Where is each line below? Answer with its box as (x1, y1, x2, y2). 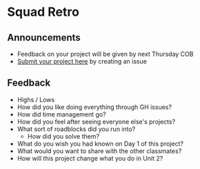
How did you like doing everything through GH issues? (17, 103, 172, 111)
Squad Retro (7, 4, 79, 20)
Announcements (7, 32, 81, 43)
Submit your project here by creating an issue (17, 57, 147, 66)
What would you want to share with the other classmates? (17, 146, 182, 155)
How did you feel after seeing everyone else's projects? (17, 117, 176, 126)
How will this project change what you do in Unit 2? (17, 154, 163, 162)
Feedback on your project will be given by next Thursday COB (17, 50, 194, 58)
